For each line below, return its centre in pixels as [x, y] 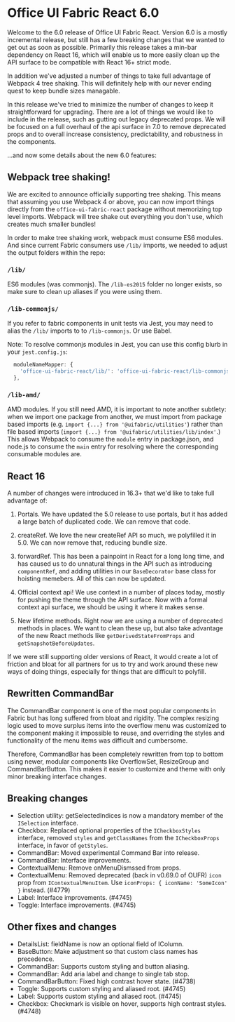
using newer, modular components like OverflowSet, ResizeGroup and [108, 761]
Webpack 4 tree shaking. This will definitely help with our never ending [109, 83]
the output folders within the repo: [56, 252]
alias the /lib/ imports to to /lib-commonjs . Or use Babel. [90, 331]
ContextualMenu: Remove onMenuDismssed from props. [99, 868]
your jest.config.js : [37, 352]
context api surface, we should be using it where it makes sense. [111, 607]
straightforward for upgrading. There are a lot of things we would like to [110, 112]
